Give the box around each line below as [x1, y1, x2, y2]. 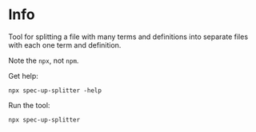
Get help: [8, 71, 38, 80]
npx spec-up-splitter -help [8, 86, 102, 95]
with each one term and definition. [8, 40, 122, 49]
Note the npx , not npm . [8, 56, 79, 65]
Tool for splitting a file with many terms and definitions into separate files [8, 32, 249, 41]
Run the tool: [8, 100, 50, 110]
